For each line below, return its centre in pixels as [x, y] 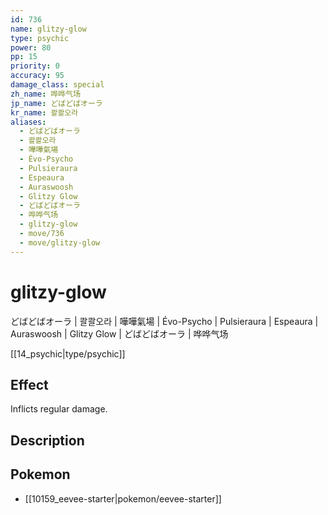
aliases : [28, 122]
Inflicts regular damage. [59, 409]
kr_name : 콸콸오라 [44, 112]
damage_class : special [57, 85]
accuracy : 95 [37, 76]
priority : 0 [35, 66]
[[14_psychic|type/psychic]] [68, 353]
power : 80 [31, 47]
